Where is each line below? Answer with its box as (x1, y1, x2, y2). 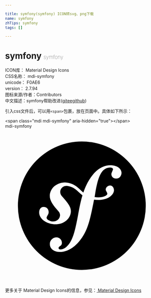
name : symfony (5, 16, 34, 21)
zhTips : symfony (5, 21, 38, 25)
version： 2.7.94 (5, 86, 38, 92)
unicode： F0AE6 (5, 79, 40, 86)
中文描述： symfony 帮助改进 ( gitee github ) (5, 98, 87, 104)
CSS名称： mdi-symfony (5, 73, 55, 79)
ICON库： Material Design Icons (5, 67, 69, 73)
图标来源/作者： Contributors (5, 92, 62, 98)
